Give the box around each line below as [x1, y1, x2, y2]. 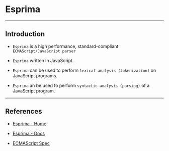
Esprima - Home [12, 120, 47, 127]
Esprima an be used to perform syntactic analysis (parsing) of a [12, 82, 150, 88]
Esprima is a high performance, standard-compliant [12, 43, 119, 49]
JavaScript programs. [12, 72, 58, 79]
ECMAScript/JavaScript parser [12, 48, 76, 54]
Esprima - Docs [12, 130, 45, 136]
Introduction [5, 30, 45, 38]
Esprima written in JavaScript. [12, 57, 74, 64]
